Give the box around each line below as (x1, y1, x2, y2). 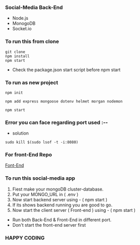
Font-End (5, 162, 24, 168)
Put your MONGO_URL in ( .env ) (12, 191, 79, 197)
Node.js (12, 15, 29, 21)
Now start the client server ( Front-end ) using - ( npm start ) (12, 207, 136, 213)
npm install (5, 53, 30, 58)
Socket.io (12, 26, 32, 32)
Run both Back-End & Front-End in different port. (12, 217, 112, 223)
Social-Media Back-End (5, 4, 63, 11)
